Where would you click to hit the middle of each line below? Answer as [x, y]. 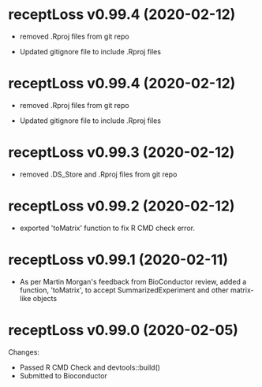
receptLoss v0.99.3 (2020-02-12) [122, 153]
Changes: [24, 352]
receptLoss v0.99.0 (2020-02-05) [124, 330]
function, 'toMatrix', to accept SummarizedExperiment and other [124, 290]
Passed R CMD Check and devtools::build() [90, 367]
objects [45, 298]
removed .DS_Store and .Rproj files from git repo [98, 174]
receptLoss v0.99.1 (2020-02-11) [118, 260]
